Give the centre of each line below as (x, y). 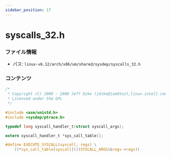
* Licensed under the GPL (35, 99)
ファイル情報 (21, 52)
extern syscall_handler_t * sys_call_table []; (54, 136)
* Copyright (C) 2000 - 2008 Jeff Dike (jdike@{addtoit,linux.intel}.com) (88, 94)
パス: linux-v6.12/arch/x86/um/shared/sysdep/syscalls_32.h (77, 64)
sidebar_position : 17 (28, 10)
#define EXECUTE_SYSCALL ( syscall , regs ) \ (51, 145)
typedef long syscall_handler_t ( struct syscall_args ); (65, 127)
